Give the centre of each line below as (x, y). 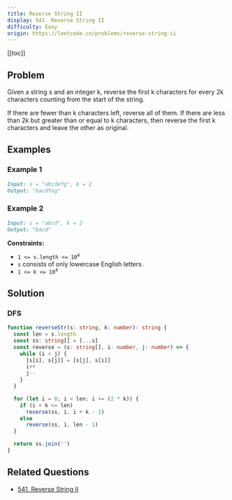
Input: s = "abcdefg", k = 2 (50, 184)
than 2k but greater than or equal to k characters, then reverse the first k (111, 120)
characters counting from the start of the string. (76, 99)
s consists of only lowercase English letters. (80, 264)
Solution (26, 293)
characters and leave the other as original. (68, 128)
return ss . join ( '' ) (42, 444)
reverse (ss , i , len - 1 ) (62, 425)
